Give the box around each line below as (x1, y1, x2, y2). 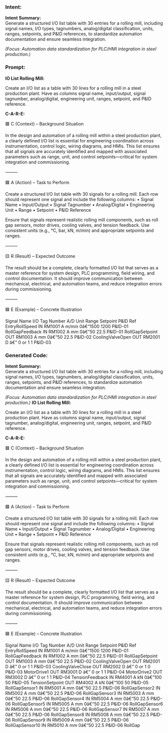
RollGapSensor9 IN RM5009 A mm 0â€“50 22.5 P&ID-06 (12, 716, 129, 723)
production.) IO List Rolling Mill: (5, 399, 71, 405)
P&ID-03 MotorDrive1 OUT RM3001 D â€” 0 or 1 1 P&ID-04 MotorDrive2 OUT (5, 669, 163, 675)
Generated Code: (5, 352, 48, 359)
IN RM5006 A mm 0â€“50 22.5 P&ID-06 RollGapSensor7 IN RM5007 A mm (5, 706, 159, 712)
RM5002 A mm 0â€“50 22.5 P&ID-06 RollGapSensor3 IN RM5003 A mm (5, 690, 154, 696)
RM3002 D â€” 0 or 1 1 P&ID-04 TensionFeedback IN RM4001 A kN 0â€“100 (5, 674, 162, 680)
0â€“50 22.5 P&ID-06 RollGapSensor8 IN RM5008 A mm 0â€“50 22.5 (5, 711, 149, 717)
